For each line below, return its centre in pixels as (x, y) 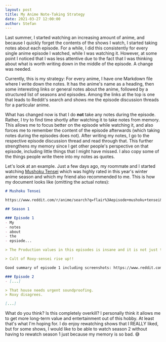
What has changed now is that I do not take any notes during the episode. (80, 115)
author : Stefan (21, 24)
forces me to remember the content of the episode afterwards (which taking (83, 130)
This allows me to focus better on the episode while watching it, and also (79, 125)
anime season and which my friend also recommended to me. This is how (80, 177)
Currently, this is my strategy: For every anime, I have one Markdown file (79, 79)
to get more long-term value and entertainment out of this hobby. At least (80, 318)
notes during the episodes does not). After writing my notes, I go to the (77, 136)
